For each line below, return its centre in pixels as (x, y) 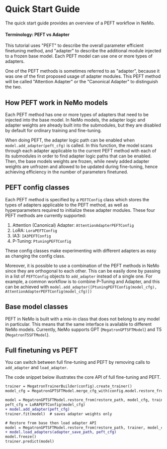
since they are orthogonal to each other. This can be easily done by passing (83, 271)
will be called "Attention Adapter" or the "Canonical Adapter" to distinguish (82, 82)
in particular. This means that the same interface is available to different (79, 324)
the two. (14, 87)
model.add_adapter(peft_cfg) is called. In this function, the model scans (79, 145)
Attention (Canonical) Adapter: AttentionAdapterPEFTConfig (73, 225)
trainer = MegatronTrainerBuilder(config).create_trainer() (69, 386)
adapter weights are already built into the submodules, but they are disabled (83, 125)
